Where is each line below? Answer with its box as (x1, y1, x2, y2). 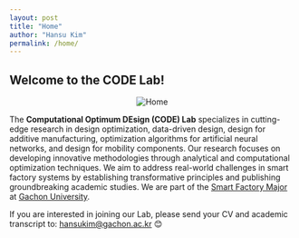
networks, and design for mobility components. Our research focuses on (9, 143, 281, 154)
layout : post (9, 13, 59, 23)
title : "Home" (9, 22, 63, 31)
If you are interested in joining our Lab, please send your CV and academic (9, 209, 288, 220)
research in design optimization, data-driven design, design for (30, 124, 265, 134)
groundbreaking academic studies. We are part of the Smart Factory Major (9, 182, 288, 193)
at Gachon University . (9, 192, 91, 203)
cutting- (250, 114, 281, 125)
